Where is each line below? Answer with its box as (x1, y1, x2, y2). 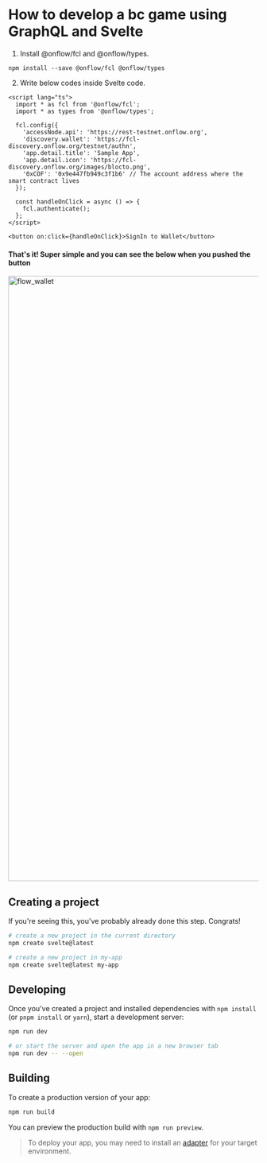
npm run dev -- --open (8, 1049, 83, 1058)
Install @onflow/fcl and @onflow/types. (19, 48, 149, 58)
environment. (27, 1146, 72, 1156)
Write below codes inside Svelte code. (19, 78, 145, 87)
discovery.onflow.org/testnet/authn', (8, 141, 137, 150)
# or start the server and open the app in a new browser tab (8, 1042, 219, 1050)
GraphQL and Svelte (8, 22, 144, 41)
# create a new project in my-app (8, 953, 123, 961)
